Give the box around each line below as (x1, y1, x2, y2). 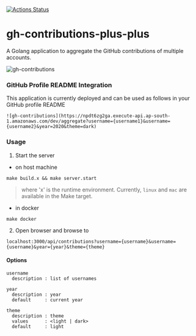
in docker (15, 204, 40, 212)
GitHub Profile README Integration (6, 80, 112, 89)
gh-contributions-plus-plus (6, 27, 150, 41)
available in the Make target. (21, 192, 93, 199)
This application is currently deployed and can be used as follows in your (6, 95, 191, 102)
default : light (12, 323, 64, 329)
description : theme (12, 313, 64, 319)
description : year (12, 291, 62, 298)
